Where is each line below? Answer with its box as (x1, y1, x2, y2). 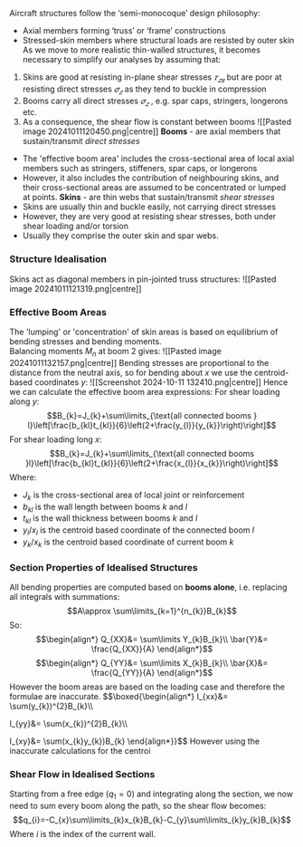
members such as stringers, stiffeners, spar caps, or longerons (22, 163, 258, 174)
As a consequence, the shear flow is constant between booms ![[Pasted (22, 117, 292, 128)
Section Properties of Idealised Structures (9, 561, 198, 573)
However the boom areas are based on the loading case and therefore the (9, 681, 285, 692)
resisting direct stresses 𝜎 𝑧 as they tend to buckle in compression (22, 83, 267, 96)
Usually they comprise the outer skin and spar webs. (22, 230, 219, 241)
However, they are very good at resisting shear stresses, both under (22, 211, 277, 222)
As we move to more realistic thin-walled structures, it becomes (22, 44, 260, 55)
